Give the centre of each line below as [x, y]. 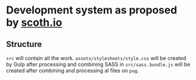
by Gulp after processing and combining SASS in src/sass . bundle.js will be [98, 64]
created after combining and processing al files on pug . [73, 70]
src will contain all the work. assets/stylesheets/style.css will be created [96, 58]
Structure [24, 44]
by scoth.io [34, 22]
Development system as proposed [92, 10]
